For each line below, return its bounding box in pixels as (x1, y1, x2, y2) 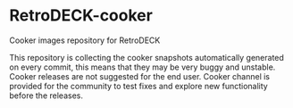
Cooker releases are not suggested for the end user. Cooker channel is (9, 71, 271, 81)
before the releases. (9, 90, 83, 101)
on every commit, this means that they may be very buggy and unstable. (9, 62, 276, 72)
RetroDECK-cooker (9, 5, 154, 26)
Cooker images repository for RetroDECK (9, 35, 161, 46)
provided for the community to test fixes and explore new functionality (9, 80, 268, 91)
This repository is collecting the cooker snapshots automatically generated (9, 52, 284, 62)
